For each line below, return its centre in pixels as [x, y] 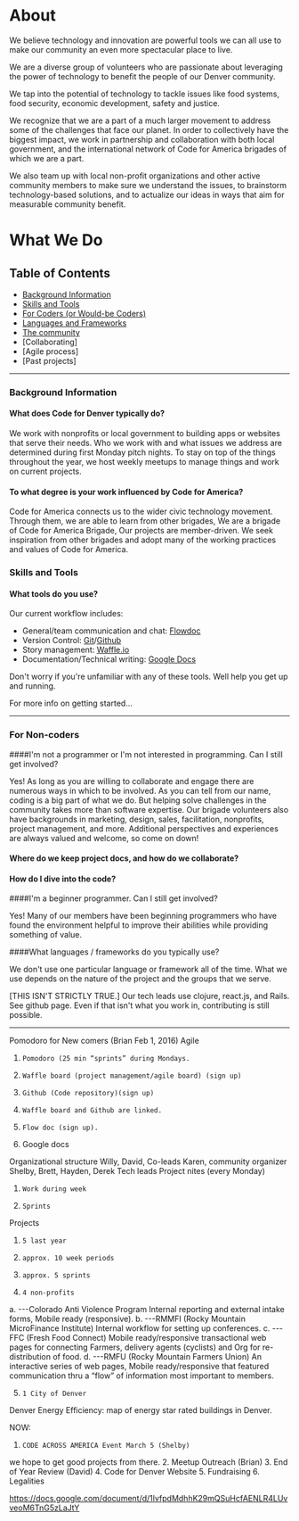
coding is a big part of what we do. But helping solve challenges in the [138, 800]
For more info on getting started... [71, 703]
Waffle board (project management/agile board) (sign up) [132, 1076]
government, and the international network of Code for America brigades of [148, 149]
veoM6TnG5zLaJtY [44, 1508]
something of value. [46, 935]
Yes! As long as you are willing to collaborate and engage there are [132, 781]
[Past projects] [49, 360]
